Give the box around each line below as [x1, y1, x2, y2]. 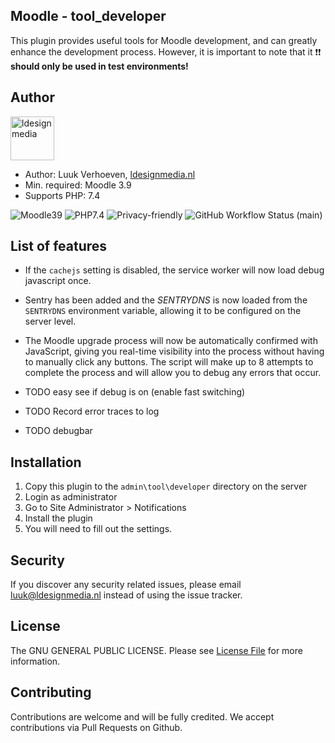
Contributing [10, 684, 92, 701]
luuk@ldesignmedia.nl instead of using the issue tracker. [10, 589, 243, 601]
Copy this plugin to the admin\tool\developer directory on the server [24, 480, 308, 493]
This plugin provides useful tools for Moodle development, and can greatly [10, 34, 318, 46]
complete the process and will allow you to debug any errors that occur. [24, 367, 322, 379]
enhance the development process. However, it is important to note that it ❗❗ [10, 45, 322, 58]
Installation [10, 454, 82, 471]
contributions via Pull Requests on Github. [10, 721, 183, 733]
